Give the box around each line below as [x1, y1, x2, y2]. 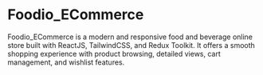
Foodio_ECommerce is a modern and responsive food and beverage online [7, 32, 253, 41]
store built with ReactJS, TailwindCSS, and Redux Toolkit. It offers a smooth [7, 40, 256, 49]
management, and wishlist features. [7, 57, 125, 67]
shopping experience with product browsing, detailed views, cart [7, 49, 221, 58]
